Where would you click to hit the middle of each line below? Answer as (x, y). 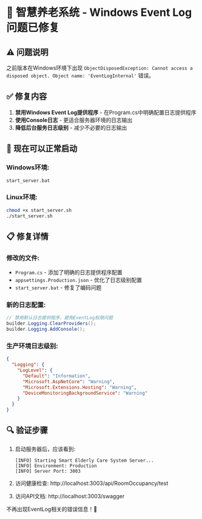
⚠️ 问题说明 (27, 52)
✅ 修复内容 (27, 97)
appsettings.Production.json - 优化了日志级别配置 (79, 280)
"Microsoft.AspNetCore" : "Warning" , (69, 381)
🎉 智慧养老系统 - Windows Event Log (99, 12)
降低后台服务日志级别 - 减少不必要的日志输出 (71, 127)
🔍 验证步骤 (27, 430)
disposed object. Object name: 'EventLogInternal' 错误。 (80, 76)
